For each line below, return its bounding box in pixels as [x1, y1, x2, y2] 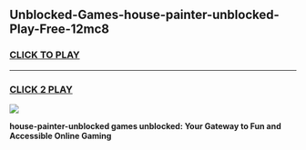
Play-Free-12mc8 [9, 22, 110, 37]
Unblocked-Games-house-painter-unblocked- [9, 7, 280, 23]
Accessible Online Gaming [9, 130, 112, 141]
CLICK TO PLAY [9, 49, 80, 62]
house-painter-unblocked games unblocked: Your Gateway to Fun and [9, 120, 282, 131]
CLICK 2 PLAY [9, 83, 73, 95]
